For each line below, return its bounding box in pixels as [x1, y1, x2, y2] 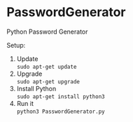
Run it [16, 99, 34, 107]
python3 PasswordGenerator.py [16, 108, 106, 115]
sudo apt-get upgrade [16, 78, 80, 85]
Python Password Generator [6, 27, 88, 36]
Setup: [6, 41, 26, 49]
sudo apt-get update [16, 63, 77, 70]
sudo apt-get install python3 [16, 93, 106, 100]
